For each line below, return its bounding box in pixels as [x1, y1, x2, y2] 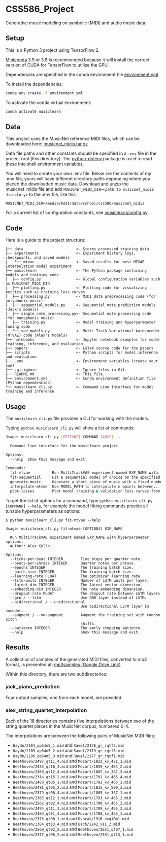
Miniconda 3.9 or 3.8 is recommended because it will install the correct [5, 57, 150, 63]
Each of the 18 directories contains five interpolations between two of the [5, 718, 155, 724]
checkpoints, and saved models [5, 255, 70, 260]
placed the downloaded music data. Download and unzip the [5, 181, 129, 187]
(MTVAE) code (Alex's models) [5, 333, 68, 338]
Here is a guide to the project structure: [5, 237, 86, 243]
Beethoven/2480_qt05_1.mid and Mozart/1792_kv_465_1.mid [12, 779, 132, 785]
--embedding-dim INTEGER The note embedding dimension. [10, 587, 145, 592]
